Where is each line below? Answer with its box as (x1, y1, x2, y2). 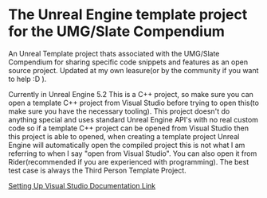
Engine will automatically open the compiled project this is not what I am (8, 140, 245, 149)
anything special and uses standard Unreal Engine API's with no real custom (8, 115, 259, 124)
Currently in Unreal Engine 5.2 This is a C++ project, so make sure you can (8, 89, 253, 99)
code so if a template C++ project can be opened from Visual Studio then (8, 123, 249, 133)
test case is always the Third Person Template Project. (8, 165, 187, 175)
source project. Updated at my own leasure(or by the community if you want (8, 65, 259, 75)
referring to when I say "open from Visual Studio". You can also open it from (8, 149, 257, 158)
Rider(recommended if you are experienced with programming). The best (8, 157, 249, 166)
